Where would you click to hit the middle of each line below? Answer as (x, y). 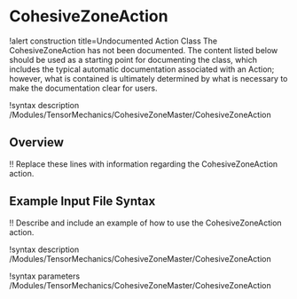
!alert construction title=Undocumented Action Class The (113, 41)
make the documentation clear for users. (83, 88)
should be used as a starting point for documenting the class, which (133, 59)
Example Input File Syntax (82, 201)
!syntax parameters (45, 276)
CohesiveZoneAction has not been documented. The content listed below (144, 50)
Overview (37, 142)
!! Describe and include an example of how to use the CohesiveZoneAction (145, 223)
